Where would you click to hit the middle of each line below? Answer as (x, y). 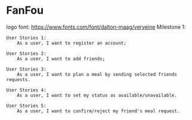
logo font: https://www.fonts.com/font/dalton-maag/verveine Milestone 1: (96, 27)
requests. (18, 79)
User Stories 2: (26, 53)
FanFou (25, 10)
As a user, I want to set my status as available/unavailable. (97, 95)
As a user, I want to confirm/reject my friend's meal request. (98, 111)
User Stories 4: (26, 90)
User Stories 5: (26, 106)
